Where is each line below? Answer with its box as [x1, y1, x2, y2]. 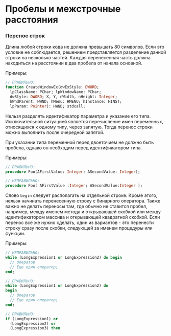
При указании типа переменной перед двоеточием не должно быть [5, 139, 154, 145]
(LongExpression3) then [10, 326, 60, 331]
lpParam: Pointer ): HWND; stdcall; [10, 103, 86, 109]
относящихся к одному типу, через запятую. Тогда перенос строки [5, 124, 153, 130]
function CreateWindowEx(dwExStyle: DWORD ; [5, 85, 100, 90]
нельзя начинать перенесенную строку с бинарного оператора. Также [5, 198, 161, 204]
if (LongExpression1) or [5, 316, 58, 321]
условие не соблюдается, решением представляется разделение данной [5, 49, 166, 55]
